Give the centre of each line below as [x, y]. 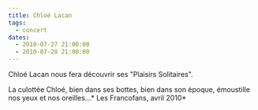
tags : [17, 23]
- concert [31, 30]
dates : [19, 37]
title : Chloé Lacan [40, 15]
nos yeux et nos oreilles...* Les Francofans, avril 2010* [97, 98]
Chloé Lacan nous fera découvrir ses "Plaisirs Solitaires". [101, 74]
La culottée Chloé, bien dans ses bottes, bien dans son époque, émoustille [129, 90]
